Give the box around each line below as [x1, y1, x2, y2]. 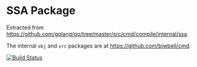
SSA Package [6, 4, 76, 18]
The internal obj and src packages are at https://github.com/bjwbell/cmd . [6, 42, 191, 49]
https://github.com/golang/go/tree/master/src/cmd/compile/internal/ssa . [6, 30, 189, 37]
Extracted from [6, 24, 45, 31]
